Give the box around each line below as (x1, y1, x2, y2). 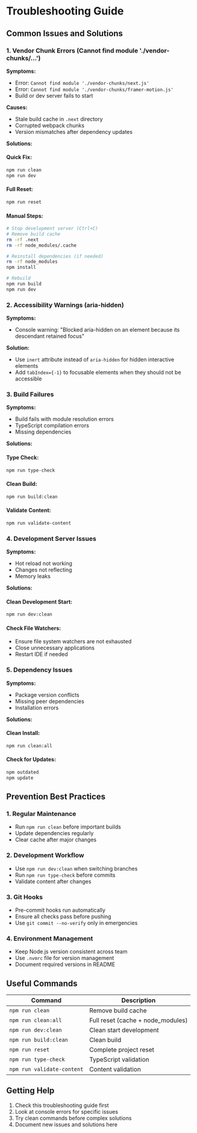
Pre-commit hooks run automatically (14, 906, 105, 914)
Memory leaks (14, 572, 51, 579)
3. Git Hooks (6, 892, 43, 901)
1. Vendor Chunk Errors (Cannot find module (6, 46, 139, 55)
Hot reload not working (14, 560, 72, 567)
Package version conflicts (14, 691, 80, 698)
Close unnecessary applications (14, 644, 95, 652)
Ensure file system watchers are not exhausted (14, 638, 132, 645)
